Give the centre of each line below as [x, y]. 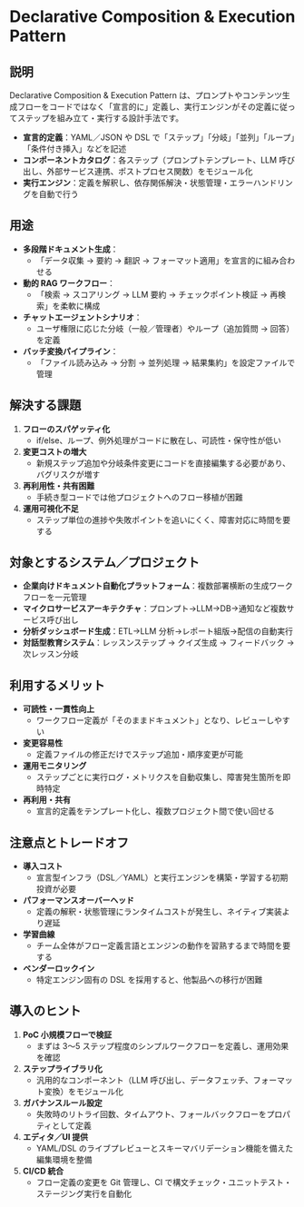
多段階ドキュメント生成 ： [70, 249]
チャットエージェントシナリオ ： [82, 317]
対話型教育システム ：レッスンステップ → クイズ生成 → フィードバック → [158, 643]
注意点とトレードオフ [69, 842]
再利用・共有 [46, 800]
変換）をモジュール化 [84, 1091]
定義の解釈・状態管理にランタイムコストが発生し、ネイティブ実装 [159, 912]
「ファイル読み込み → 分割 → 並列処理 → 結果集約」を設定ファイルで [166, 362]
